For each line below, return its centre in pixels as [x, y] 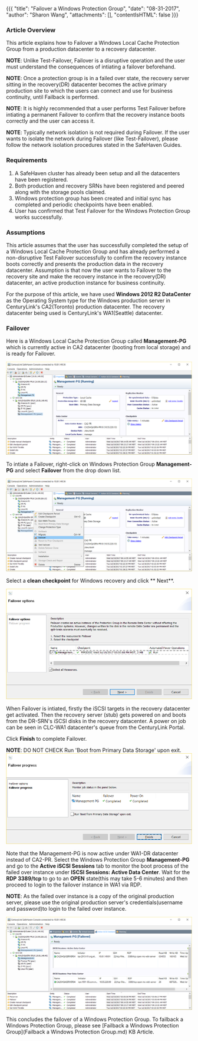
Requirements [27, 160]
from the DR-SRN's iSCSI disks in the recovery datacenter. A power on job [96, 721]
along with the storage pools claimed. [60, 192]
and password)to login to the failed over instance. [66, 908]
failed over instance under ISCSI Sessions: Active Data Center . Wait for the [98, 872]
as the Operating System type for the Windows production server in [88, 300]
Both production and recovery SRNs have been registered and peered [99, 186]
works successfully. [39, 217]
